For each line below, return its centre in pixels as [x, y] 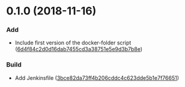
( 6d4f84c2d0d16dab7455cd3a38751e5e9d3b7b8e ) [79, 49]
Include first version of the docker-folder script [73, 43]
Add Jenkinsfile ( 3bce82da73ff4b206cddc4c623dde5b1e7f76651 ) [97, 78]
